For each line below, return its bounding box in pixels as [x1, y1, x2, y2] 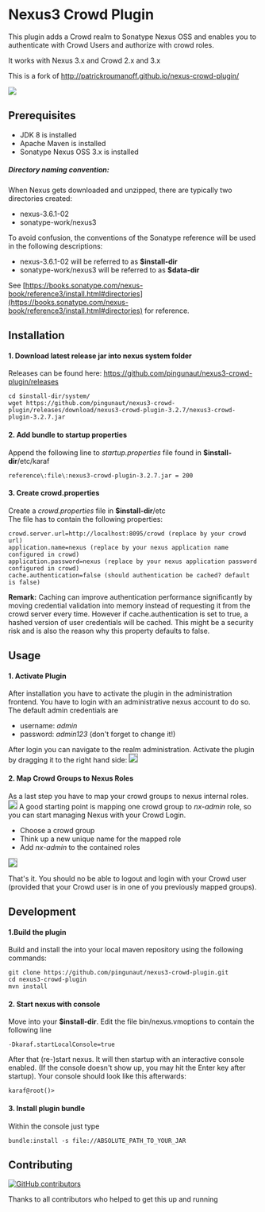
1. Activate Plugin [8, 671, 67, 681]
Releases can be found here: [8, 369, 102, 378]
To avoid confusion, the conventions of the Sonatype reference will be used [8, 233, 256, 242]
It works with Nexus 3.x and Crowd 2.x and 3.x [8, 56, 161, 65]
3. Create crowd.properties [8, 488, 100, 498]
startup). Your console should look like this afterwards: [8, 1071, 186, 1081]
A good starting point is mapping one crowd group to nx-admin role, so [18, 801, 252, 811]
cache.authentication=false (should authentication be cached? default [8, 571, 250, 579]
